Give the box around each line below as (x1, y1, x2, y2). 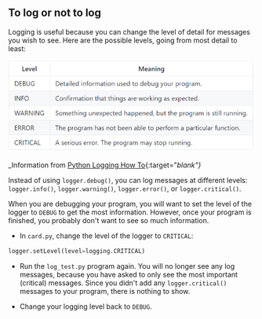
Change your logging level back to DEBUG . (19, 302, 152, 311)
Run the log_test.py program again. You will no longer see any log (19, 261, 235, 270)
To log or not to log (8, 6, 102, 20)
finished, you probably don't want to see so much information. (8, 215, 209, 225)
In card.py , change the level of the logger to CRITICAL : (19, 231, 194, 240)
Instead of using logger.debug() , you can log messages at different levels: (8, 175, 248, 185)
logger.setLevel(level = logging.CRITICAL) (8, 247, 146, 255)
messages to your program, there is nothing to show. (19, 286, 191, 295)
